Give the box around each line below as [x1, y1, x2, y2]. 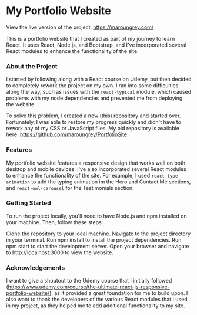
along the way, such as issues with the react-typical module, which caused [6, 88, 192, 96]
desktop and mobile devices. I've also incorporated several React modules [6, 165, 186, 172]
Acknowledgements [6, 264, 65, 272]
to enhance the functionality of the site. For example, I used [6, 172, 151, 179]
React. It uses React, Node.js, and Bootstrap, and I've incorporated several [6, 41, 187, 48]
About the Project [6, 62, 58, 70]
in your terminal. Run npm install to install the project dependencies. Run [6, 236, 182, 243]
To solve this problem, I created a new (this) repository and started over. [6, 112, 181, 119]
